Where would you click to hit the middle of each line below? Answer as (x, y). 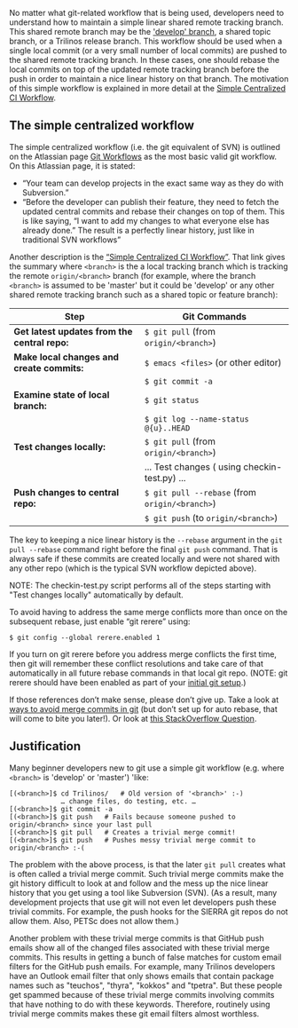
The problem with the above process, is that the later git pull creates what (148, 864)
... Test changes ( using (193, 467)
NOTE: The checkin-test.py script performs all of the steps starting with (140, 585)
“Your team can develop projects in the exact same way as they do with (153, 183)
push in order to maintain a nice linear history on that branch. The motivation (149, 79)
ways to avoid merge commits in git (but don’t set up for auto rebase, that (143, 708)
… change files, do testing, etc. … (129, 801)
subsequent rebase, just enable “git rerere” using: (100, 621)
